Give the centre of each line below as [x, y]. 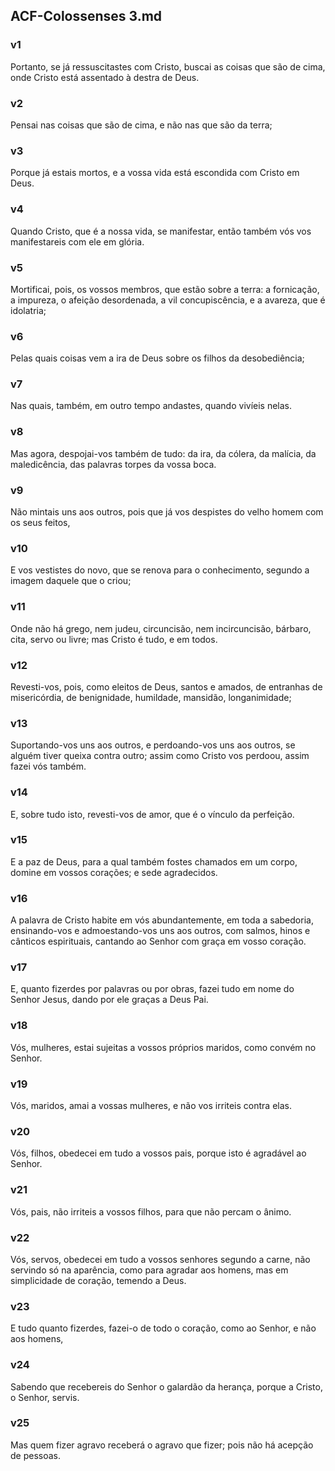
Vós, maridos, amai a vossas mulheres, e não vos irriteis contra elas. [151, 1106]
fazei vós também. [48, 766]
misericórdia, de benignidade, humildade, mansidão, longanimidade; [151, 697]
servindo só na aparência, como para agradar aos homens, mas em [149, 1270]
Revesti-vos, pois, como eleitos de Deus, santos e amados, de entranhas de [166, 686]
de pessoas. [36, 1455]
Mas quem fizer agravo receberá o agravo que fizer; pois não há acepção [162, 1445]
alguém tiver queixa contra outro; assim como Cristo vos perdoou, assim [160, 756]
